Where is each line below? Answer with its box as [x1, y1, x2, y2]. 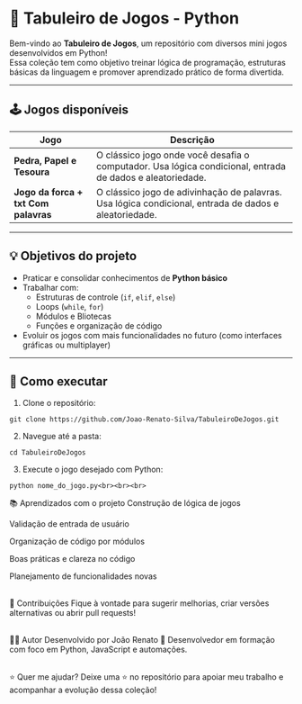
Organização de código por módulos [9, 536, 146, 547]
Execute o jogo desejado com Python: [22, 464, 164, 475]
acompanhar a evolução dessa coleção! [9, 684, 157, 696]
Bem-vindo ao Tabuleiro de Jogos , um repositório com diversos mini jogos [9, 38, 288, 49]
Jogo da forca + [13, 185, 84, 198]
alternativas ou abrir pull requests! [9, 608, 137, 618]
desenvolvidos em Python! [9, 47, 108, 58]
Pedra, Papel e [13, 154, 77, 167]
